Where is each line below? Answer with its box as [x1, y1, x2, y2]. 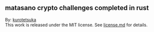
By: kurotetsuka [5, 16, 36, 22]
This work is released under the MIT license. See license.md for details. [5, 22, 148, 28]
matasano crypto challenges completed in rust [5, 4, 149, 12]
